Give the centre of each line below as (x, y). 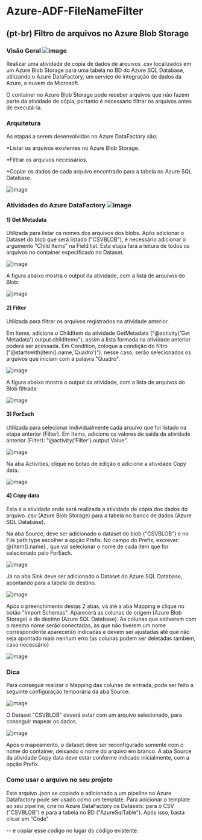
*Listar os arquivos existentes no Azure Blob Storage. (73, 148)
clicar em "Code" (28, 819)
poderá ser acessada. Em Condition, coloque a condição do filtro (87, 346)
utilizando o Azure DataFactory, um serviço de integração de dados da (94, 76)
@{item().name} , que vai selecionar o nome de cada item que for (87, 546)
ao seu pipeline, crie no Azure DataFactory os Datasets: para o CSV (90, 806)
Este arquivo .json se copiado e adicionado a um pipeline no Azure (89, 793)
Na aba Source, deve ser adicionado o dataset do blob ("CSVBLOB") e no (97, 534)
